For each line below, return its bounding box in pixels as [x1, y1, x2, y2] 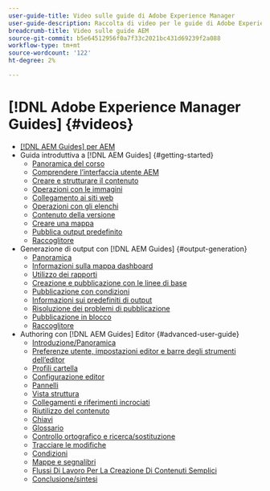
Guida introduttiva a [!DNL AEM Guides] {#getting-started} [19, 150, 215, 160]
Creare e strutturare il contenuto [31, 176, 139, 185]
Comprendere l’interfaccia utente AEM [31, 167, 159, 177]
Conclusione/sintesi [31, 474, 98, 484]
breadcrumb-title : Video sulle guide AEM [8, 26, 149, 34]
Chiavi [31, 414, 54, 424]
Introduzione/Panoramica [31, 338, 117, 347]
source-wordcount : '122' [8, 49, 92, 57]
